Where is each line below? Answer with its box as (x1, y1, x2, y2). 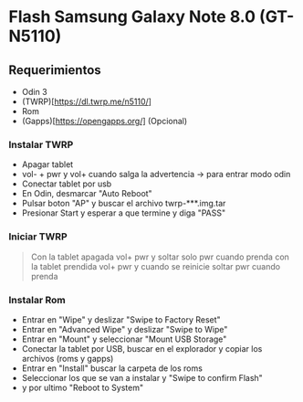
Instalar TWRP (8, 138, 74, 151)
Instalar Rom (8, 293, 66, 306)
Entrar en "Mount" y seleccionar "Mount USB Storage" (21, 333, 227, 344)
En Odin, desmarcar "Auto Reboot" (21, 188, 152, 199)
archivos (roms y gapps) (21, 353, 114, 364)
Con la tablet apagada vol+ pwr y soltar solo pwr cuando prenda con (30, 251, 289, 262)
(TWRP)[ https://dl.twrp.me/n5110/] (21, 96, 152, 107)
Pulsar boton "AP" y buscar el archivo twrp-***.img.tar (21, 198, 226, 209)
